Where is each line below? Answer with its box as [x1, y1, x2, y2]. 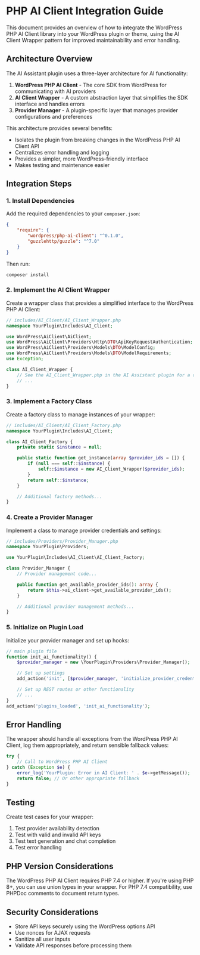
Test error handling [14, 844, 62, 851]
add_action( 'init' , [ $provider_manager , [17, 676, 118, 682]
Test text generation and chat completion [14, 837, 116, 845]
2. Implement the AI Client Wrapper [6, 286, 110, 294]
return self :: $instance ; [27, 477, 89, 483]
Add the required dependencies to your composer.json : [6, 210, 140, 217]
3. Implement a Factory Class [6, 397, 92, 406]
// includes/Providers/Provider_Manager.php [6, 538, 118, 544]
